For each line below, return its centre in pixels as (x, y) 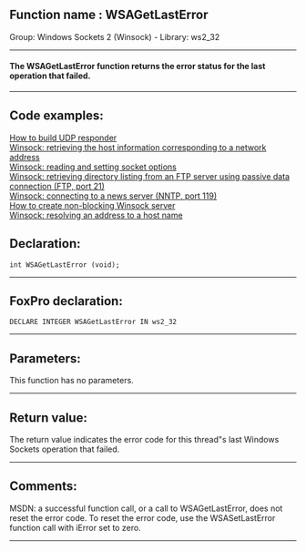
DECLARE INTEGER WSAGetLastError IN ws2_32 (93, 322)
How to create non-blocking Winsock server (92, 205)
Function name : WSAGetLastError (109, 15)
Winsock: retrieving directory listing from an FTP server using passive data (149, 176)
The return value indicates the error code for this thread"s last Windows (144, 440)
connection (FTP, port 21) (57, 186)
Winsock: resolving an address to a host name (97, 215)
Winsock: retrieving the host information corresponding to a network (138, 147)
